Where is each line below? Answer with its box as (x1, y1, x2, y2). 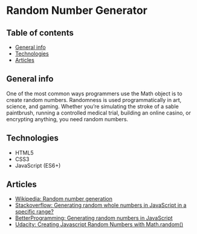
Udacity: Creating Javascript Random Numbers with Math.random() (15, 221, 184, 228)
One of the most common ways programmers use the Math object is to (6, 90, 182, 97)
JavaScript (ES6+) (15, 162, 61, 169)
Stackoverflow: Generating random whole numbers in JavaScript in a (15, 201, 187, 209)
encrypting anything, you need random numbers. (6, 115, 129, 122)
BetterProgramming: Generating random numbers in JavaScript (15, 215, 173, 222)
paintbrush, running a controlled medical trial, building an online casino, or (6, 109, 192, 116)
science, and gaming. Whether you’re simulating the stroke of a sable (6, 103, 179, 110)
